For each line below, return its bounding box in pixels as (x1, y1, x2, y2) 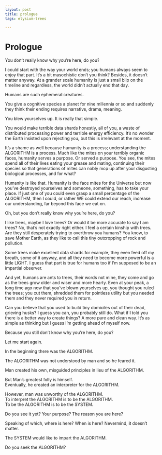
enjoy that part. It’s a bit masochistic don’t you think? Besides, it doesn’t (5, 72, 148, 78)
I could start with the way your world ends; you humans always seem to (5, 67, 148, 73)
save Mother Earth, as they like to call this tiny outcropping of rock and (5, 235, 146, 241)
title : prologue (5, 12, 38, 17)
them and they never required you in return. (5, 295, 92, 301)
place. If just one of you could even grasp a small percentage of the (5, 191, 140, 196)
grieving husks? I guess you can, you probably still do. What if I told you (5, 310, 148, 316)
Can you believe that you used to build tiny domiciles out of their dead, (5, 305, 146, 311)
